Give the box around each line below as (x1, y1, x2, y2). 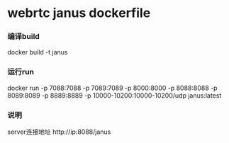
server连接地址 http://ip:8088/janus (7, 127, 111, 136)
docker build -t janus (7, 48, 68, 57)
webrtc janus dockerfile (7, 5, 151, 21)
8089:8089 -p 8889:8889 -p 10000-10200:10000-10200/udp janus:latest (7, 91, 222, 100)
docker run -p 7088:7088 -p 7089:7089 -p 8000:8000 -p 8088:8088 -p (7, 84, 218, 92)
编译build (7, 32, 40, 42)
